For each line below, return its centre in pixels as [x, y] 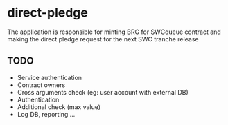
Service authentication [49, 77]
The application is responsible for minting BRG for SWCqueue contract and [114, 32]
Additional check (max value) [59, 107]
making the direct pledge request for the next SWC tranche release [103, 39]
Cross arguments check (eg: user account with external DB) [103, 92]
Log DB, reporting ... [46, 114]
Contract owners [41, 85]
